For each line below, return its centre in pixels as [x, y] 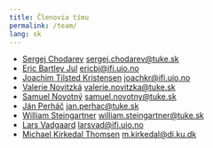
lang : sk [25, 34]
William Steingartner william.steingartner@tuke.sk [113, 115]
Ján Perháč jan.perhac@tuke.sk [80, 106]
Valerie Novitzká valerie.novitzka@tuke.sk [99, 87]
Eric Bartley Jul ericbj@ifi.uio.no [80, 68]
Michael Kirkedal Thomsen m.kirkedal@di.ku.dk [109, 135]
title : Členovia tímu [49, 17]
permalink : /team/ [43, 26]
